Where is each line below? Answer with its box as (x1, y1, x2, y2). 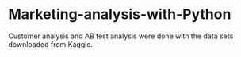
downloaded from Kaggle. (8, 39, 94, 48)
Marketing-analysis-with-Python (8, 5, 231, 23)
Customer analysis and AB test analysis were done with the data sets (8, 31, 234, 41)
